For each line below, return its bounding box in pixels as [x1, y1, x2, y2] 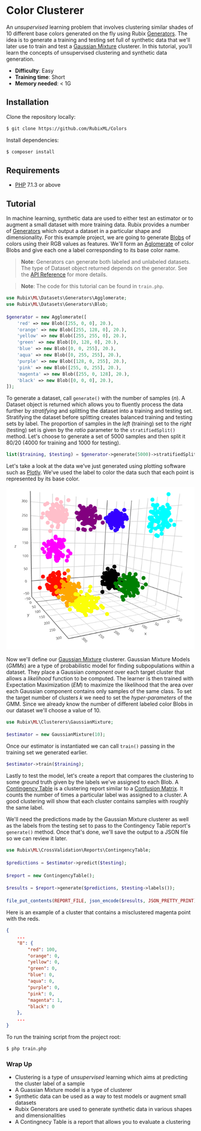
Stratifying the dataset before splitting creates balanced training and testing [6, 414, 193, 421]
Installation [6, 97, 49, 108]
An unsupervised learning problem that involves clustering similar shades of [6, 23, 193, 31]
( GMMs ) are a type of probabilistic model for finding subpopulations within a [6, 662, 194, 669]
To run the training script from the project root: [6, 1034, 121, 1041]
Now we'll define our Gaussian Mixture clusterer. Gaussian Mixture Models [6, 655, 190, 663]
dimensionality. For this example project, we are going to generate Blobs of [6, 234, 191, 241]
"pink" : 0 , [28, 990, 55, 997]
